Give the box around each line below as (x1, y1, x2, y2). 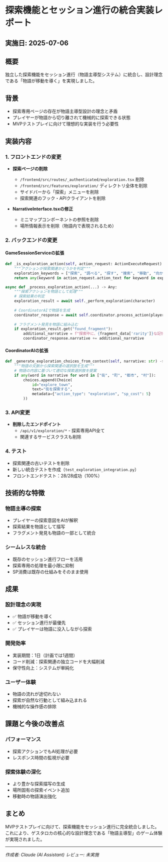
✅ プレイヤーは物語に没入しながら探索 (12, 626, 92, 632)
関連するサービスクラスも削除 (19, 434, 81, 440)
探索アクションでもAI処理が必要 (12, 748, 78, 754)
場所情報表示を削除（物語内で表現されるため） (19, 223, 116, 229)
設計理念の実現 (5, 601, 41, 608)
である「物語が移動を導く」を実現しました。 (5, 78, 97, 84)
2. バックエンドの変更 (5, 237, 57, 244)
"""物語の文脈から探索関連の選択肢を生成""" (14, 364, 95, 369)
